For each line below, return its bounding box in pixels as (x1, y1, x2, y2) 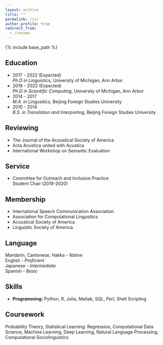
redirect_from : (5, 26, 37, 31)
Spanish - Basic (5, 268, 38, 274)
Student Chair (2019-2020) (12, 180, 68, 186)
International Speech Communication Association (12, 208, 114, 214)
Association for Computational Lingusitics (12, 213, 98, 220)
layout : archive (5, 7, 39, 12)
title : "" (5, 12, 26, 17)
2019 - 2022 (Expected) (12, 82, 62, 88)
